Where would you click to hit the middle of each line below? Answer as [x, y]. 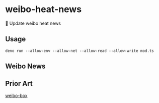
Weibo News [25, 66]
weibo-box [16, 95]
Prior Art [19, 84]
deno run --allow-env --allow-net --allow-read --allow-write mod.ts [80, 51]
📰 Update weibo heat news [33, 23]
